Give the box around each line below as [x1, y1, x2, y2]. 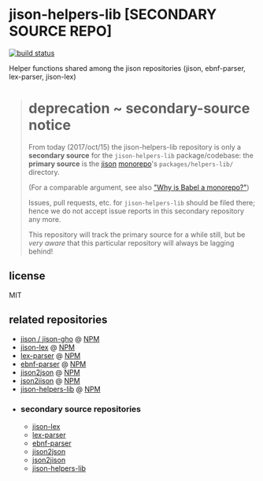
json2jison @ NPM [20, 376, 81, 385]
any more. [28, 214, 61, 224]
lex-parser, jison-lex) [9, 72, 77, 81]
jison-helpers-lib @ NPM [20, 384, 101, 394]
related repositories [9, 313, 108, 327]
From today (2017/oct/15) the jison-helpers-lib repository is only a [28, 142, 242, 151]
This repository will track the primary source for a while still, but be [28, 230, 246, 239]
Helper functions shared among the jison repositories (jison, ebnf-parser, [9, 63, 246, 72]
